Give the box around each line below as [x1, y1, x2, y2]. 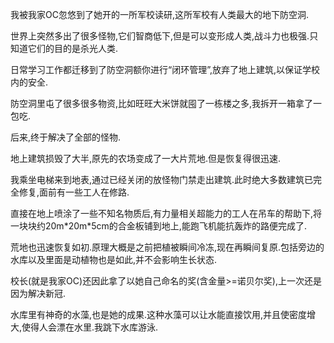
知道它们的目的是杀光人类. [10, 43, 119, 54]
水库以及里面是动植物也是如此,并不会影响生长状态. [10, 254, 218, 265]
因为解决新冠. [10, 288, 67, 299]
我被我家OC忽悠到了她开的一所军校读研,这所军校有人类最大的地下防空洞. [10, 9, 309, 20]
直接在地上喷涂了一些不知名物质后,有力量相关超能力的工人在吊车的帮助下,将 [10, 208, 323, 219]
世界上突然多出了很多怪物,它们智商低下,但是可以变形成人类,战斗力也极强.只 [10, 30, 319, 42]
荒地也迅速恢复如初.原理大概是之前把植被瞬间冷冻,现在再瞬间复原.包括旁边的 [10, 241, 325, 253]
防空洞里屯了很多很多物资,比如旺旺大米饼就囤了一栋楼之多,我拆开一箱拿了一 [10, 98, 323, 109]
